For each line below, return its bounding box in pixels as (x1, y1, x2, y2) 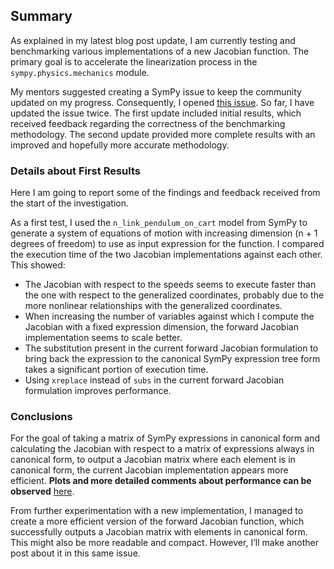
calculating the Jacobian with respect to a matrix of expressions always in (10, 443, 315, 455)
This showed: (10, 259, 66, 271)
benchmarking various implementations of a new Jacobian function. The (10, 45, 310, 57)
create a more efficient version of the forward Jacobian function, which (10, 515, 305, 528)
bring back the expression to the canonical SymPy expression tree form (24, 353, 321, 365)
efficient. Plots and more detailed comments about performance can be (10, 475, 312, 487)
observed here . (10, 485, 75, 498)
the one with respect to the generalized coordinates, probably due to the (24, 289, 325, 301)
